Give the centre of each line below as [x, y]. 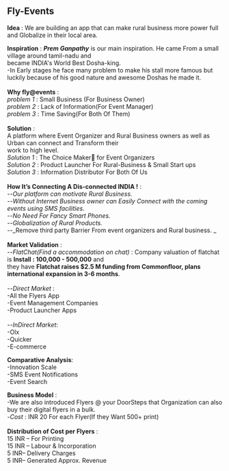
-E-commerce [27, 346]
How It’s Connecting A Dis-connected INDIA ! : [75, 186]
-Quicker [19, 339]
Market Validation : [35, 244]
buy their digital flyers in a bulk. [51, 409]
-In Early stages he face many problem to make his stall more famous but [110, 70]
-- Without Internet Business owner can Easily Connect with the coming [107, 201]
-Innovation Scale [32, 367]
